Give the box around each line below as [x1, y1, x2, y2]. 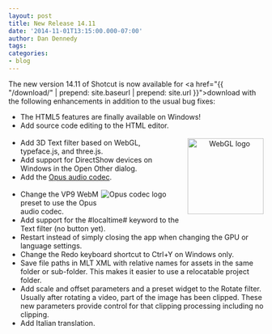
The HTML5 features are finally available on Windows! [19, 112, 201, 121]
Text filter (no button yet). [19, 223, 106, 233]
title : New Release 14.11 [8, 19, 96, 27]
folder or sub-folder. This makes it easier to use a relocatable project [19, 266, 249, 276]
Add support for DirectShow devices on [19, 154, 153, 164]
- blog [8, 57, 31, 66]
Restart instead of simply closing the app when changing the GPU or [19, 232, 249, 242]
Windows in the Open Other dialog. [19, 163, 138, 173]
